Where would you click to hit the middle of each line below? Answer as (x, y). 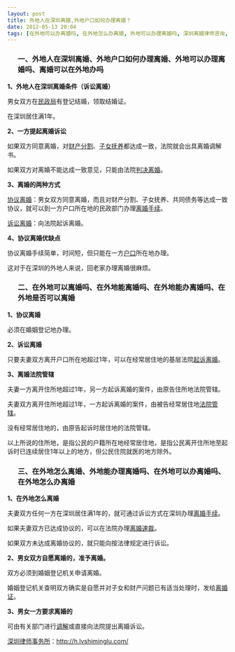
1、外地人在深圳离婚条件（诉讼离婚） (61, 86)
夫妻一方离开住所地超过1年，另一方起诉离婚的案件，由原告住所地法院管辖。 (116, 389)
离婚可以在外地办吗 (71, 69)
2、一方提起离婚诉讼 (37, 131)
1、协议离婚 (24, 314)
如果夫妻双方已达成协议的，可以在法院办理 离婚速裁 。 (84, 528)
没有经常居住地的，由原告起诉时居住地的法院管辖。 (81, 428)
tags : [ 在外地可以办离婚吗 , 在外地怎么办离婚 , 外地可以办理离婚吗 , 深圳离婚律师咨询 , (118, 33)
